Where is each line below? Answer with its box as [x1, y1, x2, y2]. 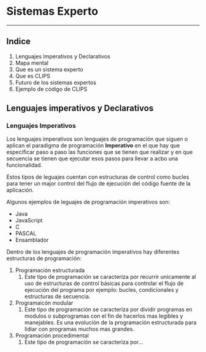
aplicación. [6, 186, 34, 194]
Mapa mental [15, 59, 49, 66]
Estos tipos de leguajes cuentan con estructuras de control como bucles [6, 173, 189, 181]
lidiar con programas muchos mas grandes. [24, 326, 135, 333]
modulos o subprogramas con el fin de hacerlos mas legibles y [24, 312, 183, 320]
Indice [6, 36, 31, 47]
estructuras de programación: [6, 255, 82, 262]
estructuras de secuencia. [24, 293, 91, 300]
